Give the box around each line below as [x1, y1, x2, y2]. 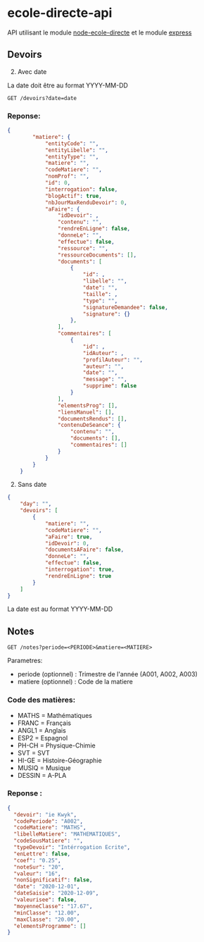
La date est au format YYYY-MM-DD [7, 605, 113, 614]
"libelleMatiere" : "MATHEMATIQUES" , [13, 831, 121, 838]
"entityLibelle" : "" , [44, 147, 109, 154]
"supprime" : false [82, 383, 137, 390]
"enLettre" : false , [13, 850, 71, 857]
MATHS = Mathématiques [17, 711, 93, 719]
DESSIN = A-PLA [17, 771, 67, 779]
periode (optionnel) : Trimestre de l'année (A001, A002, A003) [17, 670, 198, 678]
